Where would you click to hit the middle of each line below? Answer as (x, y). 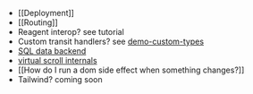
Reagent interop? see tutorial (71, 32)
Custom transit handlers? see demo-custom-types (110, 41)
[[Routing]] (38, 22)
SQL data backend (52, 51)
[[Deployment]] (46, 13)
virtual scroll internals (57, 60)
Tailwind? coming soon (60, 79)
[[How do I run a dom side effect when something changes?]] (131, 70)
